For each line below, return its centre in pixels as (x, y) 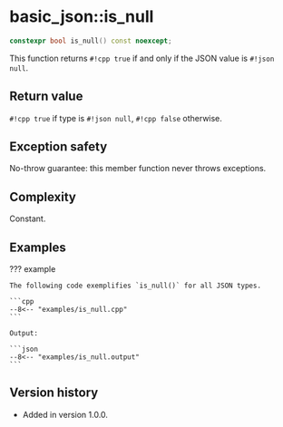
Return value (46, 97)
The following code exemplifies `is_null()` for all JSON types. (135, 286)
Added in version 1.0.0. (65, 414)
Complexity (43, 197)
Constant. (28, 218)
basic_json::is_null (82, 17)
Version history (54, 393)
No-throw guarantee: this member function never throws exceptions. (138, 169)
